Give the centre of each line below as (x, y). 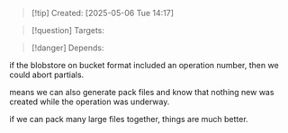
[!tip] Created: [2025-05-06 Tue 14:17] (102, 13)
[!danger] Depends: (67, 48)
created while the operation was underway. (90, 102)
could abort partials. (47, 75)
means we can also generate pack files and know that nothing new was (142, 92)
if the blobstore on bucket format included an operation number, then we (144, 65)
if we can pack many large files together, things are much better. (129, 119)
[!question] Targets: (68, 30)
